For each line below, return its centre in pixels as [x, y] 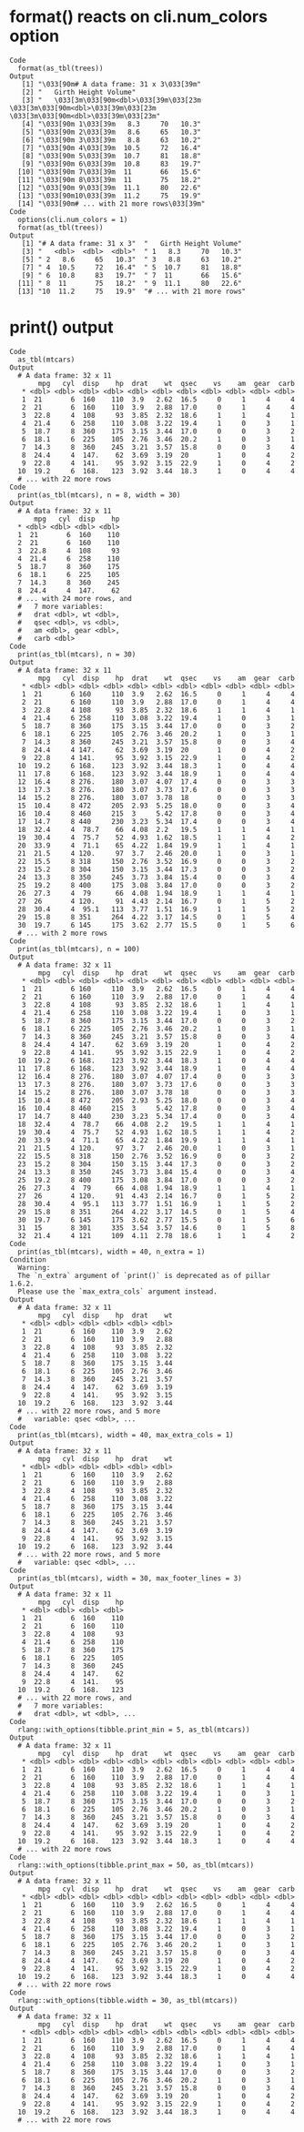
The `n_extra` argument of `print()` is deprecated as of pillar [144, 1275]
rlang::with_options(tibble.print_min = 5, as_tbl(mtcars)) [134, 1730]
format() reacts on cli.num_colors [139, 17]
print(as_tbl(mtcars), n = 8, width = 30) [99, 495]
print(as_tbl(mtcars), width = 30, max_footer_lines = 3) [130, 1578]
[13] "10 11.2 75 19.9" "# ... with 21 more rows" [132, 291]
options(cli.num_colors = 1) [73, 219]
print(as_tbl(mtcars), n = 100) [79, 949]
